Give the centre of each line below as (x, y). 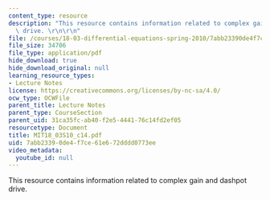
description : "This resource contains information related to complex (129, 23)
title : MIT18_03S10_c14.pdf (55, 135)
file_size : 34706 (37, 46)
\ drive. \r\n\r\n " (48, 31)
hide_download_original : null (59, 68)
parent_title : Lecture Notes (57, 105)
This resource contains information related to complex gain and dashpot (128, 181)
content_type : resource (48, 16)
